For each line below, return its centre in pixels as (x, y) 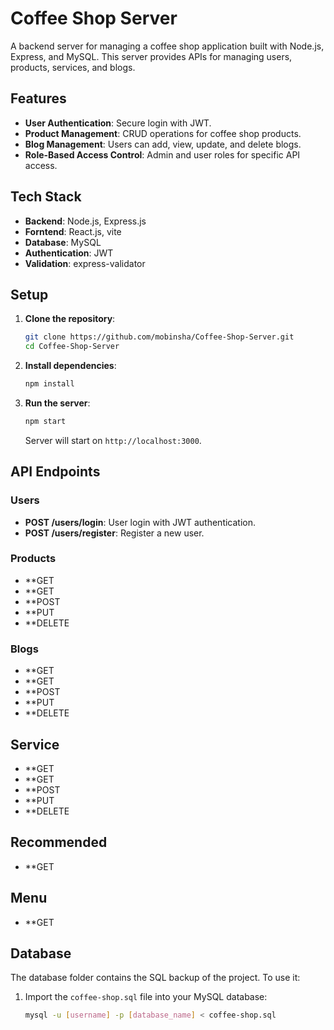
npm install (49, 384)
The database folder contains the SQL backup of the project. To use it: (155, 978)
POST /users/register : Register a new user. (114, 533)
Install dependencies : (70, 366)
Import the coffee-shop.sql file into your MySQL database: (146, 997)
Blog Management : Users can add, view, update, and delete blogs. (163, 144)
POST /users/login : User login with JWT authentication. (140, 522)
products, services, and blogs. (73, 67)
